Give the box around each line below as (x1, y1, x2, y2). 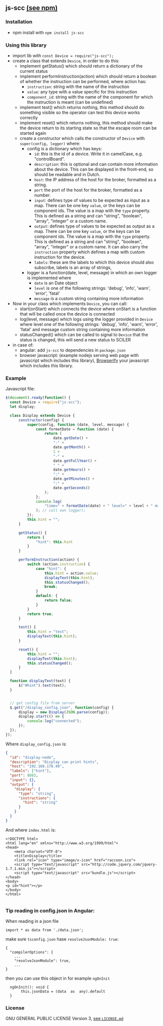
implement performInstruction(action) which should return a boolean (19, 73, 157, 79)
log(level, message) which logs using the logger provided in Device (19, 316, 153, 322)
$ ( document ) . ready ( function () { (5, 395, 71, 400)
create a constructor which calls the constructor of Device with (19, 135, 145, 141)
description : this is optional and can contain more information (34, 161, 158, 167)
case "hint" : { (36, 566, 67, 571)
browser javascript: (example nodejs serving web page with (19, 352, 139, 358)
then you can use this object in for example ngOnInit (5, 975, 110, 981)
